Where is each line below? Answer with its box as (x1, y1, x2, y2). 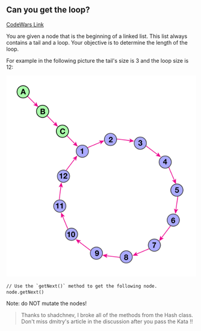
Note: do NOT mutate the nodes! (6, 300, 87, 307)
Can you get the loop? (6, 5, 90, 15)
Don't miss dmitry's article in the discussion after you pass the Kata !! (20, 318, 193, 325)
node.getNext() (6, 289, 45, 295)
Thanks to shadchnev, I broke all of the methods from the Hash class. (20, 311, 194, 318)
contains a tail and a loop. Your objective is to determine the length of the (6, 39, 188, 46)
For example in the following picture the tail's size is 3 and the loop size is (6, 57, 189, 64)
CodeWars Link (6, 20, 44, 28)
